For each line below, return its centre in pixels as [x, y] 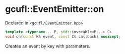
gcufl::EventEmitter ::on [55, 9]
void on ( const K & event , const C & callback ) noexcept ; [63, 36]
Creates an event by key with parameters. [48, 46]
